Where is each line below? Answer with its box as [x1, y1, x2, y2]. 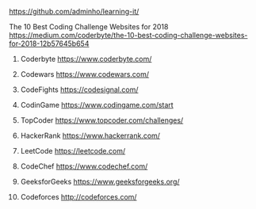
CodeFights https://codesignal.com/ [20, 85, 139, 94]
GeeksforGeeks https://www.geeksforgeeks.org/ [20, 177, 181, 186]
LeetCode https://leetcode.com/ [20, 146, 126, 155]
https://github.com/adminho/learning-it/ [9, 7, 139, 16]
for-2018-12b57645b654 [9, 39, 90, 48]
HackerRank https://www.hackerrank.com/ [20, 131, 161, 140]
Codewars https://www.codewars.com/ [20, 70, 150, 78]
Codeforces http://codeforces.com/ [20, 192, 137, 201]
